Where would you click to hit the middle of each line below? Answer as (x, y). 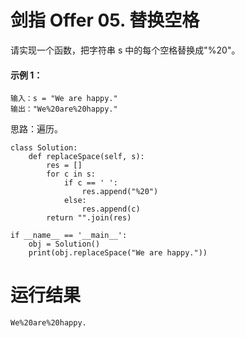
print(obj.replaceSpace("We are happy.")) (118, 253)
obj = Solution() (64, 244)
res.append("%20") (120, 192)
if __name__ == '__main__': (69, 236)
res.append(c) (111, 209)
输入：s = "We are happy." (64, 99)
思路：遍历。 (36, 129)
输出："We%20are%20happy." (64, 109)
